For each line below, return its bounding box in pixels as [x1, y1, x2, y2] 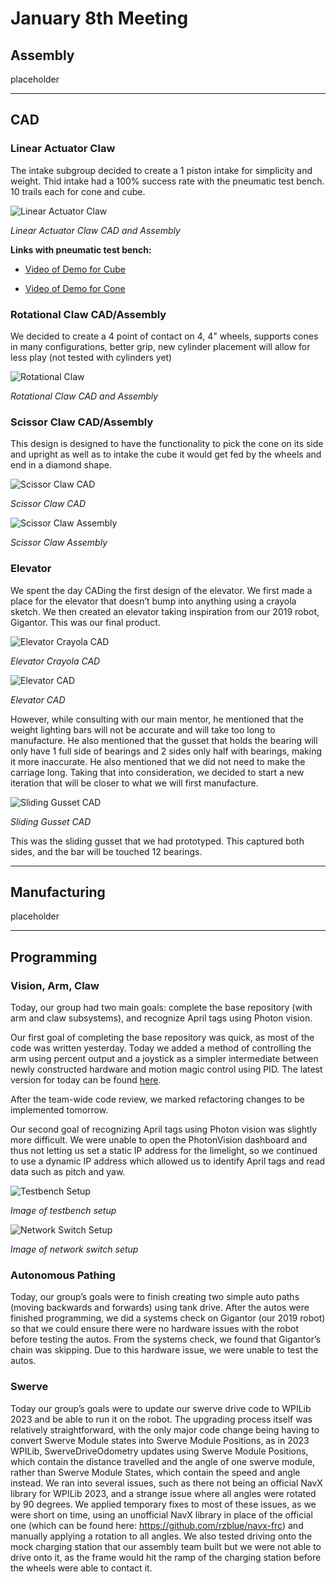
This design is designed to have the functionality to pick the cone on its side [10, 438, 324, 450]
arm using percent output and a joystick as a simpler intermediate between [10, 1053, 319, 1065]
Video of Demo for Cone [24, 282, 126, 294]
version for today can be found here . [10, 1074, 162, 1086]
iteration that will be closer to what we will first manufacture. [10, 777, 259, 789]
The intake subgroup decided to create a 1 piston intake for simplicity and [10, 164, 313, 176]
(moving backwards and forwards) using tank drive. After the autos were [10, 1302, 310, 1314]
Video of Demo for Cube [24, 263, 126, 275]
